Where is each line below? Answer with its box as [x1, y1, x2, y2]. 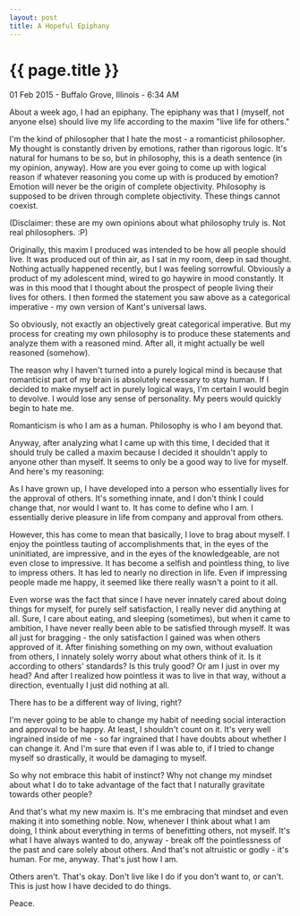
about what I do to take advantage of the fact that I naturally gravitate [9, 780, 266, 791]
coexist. [9, 201, 39, 211]
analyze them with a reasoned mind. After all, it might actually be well [9, 338, 265, 349]
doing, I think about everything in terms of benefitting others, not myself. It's [9, 826, 291, 836]
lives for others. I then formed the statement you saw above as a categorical [9, 292, 291, 303]
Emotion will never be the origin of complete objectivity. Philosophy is [9, 181, 266, 193]
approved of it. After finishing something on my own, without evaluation [9, 642, 273, 653]
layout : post [9, 13, 58, 22]
